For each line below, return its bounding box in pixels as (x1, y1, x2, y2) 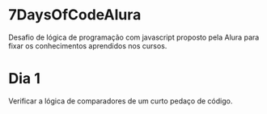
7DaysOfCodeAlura (8, 6, 142, 24)
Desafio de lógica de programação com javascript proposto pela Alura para (8, 32, 260, 42)
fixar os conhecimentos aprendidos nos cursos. (8, 40, 167, 50)
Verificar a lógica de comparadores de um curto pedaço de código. (8, 95, 233, 106)
